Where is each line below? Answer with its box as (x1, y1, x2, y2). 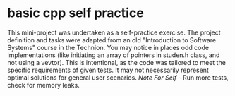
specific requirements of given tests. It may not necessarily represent (7, 66, 210, 74)
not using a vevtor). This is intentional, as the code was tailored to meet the (7, 58, 226, 66)
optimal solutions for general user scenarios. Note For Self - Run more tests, (7, 73, 229, 82)
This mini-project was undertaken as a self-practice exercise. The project (7, 28, 221, 37)
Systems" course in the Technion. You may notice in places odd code (7, 43, 210, 52)
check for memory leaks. (7, 80, 80, 89)
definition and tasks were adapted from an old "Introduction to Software (7, 35, 217, 44)
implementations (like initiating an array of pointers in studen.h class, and (7, 51, 220, 59)
